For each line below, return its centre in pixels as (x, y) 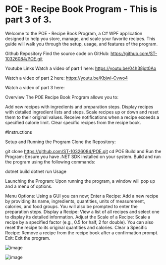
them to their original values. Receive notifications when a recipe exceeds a (82, 117)
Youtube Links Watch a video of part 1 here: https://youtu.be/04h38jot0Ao (81, 68)
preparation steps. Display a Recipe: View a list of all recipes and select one (82, 212)
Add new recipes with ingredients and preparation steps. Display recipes (79, 106)
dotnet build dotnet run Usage (36, 171)
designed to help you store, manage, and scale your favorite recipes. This (80, 39)
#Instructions (19, 132)
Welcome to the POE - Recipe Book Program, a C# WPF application (74, 33)
